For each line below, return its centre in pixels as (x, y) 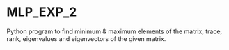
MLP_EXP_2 (42, 12)
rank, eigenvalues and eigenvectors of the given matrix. (86, 38)
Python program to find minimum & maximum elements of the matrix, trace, (114, 31)
